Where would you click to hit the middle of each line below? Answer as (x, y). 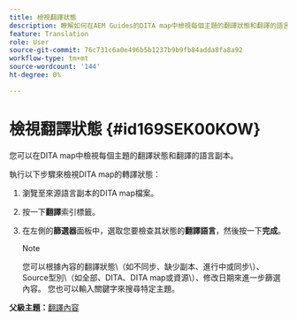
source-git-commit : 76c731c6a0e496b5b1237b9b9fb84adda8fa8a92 (126, 50)
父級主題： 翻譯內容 (44, 307)
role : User (29, 42)
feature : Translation (49, 34)
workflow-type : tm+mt (49, 58)
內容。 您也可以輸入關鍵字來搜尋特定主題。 (100, 288)
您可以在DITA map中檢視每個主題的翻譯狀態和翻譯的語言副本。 (124, 155)
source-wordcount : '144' (55, 67)
